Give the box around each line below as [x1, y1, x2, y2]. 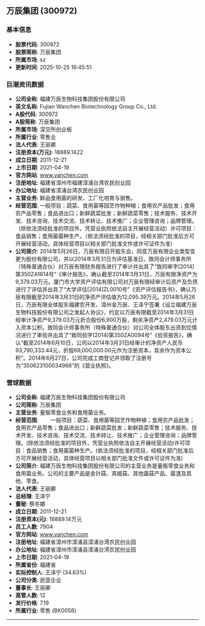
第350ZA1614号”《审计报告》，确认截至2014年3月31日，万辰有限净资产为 [15, 270, 198, 277]
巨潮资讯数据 [6, 80, 45, 88]
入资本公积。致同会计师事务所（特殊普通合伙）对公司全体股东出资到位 [15, 324, 192, 331]
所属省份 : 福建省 [15, 561, 56, 569]
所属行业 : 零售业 [15, 133, 56, 140]
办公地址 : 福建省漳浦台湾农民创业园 [15, 187, 104, 194]
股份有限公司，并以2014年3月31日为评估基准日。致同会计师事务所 [26, 255, 192, 262]
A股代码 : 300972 [15, 110, 59, 118]
